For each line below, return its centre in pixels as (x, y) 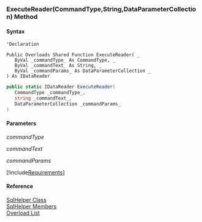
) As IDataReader (28, 76)
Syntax (16, 31)
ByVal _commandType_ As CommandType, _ (65, 60)
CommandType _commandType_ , (50, 93)
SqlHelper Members (31, 206)
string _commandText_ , (43, 98)
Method (26, 16)
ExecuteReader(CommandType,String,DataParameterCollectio (101, 9)
